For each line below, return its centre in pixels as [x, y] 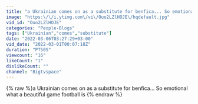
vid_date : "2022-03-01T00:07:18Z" [49, 45]
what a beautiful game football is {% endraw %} [64, 95]
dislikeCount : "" [27, 66]
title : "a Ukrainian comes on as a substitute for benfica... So [88, 11]
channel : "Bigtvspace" [34, 72]
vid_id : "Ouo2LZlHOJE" [34, 22]
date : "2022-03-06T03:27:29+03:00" [50, 39]
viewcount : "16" [26, 55]
